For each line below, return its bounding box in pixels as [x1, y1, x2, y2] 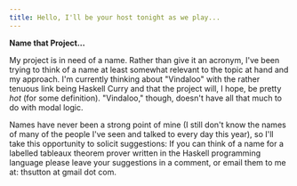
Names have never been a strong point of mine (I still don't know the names [9, 119, 286, 130]
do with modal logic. [9, 101, 84, 112]
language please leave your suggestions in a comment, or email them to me [9, 157, 286, 167]
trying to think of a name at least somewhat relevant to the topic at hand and [9, 64, 289, 75]
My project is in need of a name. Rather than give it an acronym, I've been [9, 54, 280, 65]
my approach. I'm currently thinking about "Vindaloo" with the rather [9, 73, 261, 85]
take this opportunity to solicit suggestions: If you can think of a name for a [9, 138, 285, 149]
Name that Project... [9, 37, 86, 48]
